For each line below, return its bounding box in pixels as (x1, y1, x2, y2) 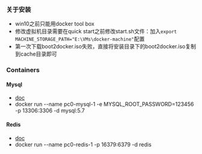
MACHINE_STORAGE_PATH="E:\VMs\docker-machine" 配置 (14, 35, 145, 43)
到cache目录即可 (14, 50, 57, 58)
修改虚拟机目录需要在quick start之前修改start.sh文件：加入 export (14, 28, 177, 35)
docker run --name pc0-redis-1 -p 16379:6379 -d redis (14, 141, 152, 148)
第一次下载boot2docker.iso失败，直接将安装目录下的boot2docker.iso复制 (14, 43, 196, 50)
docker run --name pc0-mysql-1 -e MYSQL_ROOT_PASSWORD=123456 (14, 101, 194, 108)
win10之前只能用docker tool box (14, 20, 95, 28)
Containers (6, 66, 40, 74)
